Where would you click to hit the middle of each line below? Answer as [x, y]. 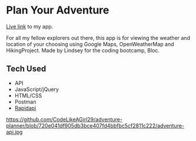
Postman [25, 102]
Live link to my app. [30, 26]
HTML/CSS [28, 95]
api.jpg [14, 132]
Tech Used [26, 69]
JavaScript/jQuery [36, 89]
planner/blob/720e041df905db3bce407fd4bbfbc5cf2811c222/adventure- [95, 125]
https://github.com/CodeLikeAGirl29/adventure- [64, 119]
